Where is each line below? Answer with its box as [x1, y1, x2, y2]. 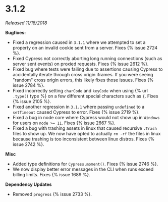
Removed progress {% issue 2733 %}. [12, 191, 92, 197]
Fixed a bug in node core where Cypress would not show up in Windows [12, 114, 160, 120]
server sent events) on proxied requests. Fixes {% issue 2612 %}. [12, 61, 149, 67]
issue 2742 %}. [12, 141, 44, 147]
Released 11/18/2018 [5, 20, 47, 26]
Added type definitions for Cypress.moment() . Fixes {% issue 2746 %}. [12, 161, 158, 167]
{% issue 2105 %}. [12, 98, 51, 104]
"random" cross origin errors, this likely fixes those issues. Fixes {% [12, 77, 154, 83]
